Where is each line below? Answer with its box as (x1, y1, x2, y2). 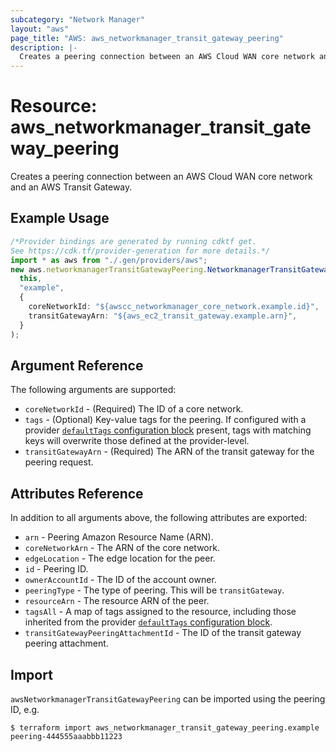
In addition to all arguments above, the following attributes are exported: (10, 512, 308, 524)
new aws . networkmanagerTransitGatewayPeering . (10, 264, 208, 275)
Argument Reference (10, 357, 144, 374)
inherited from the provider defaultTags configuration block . (24, 616, 273, 628)
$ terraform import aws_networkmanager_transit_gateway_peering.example (10, 722, 320, 733)
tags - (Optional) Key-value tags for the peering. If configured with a (24, 414, 307, 426)
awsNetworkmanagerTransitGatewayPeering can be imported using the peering (10, 692, 326, 705)
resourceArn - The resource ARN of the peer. (24, 595, 210, 607)
